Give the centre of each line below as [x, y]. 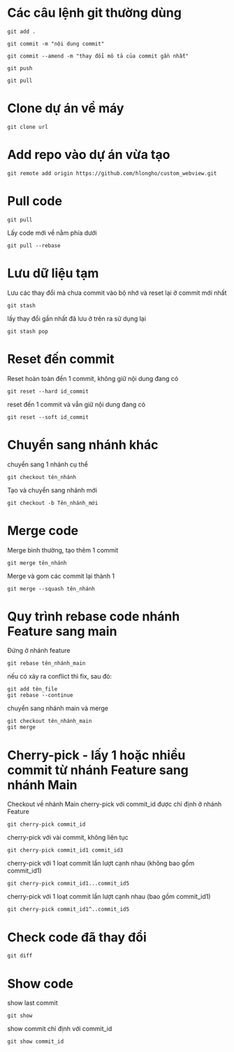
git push [20, 68]
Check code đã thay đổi [77, 937]
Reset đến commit [61, 359]
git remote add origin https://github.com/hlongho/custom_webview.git [112, 173]
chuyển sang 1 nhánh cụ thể [48, 464]
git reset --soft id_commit [48, 417]
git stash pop [28, 331]
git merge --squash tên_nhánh [51, 589]
